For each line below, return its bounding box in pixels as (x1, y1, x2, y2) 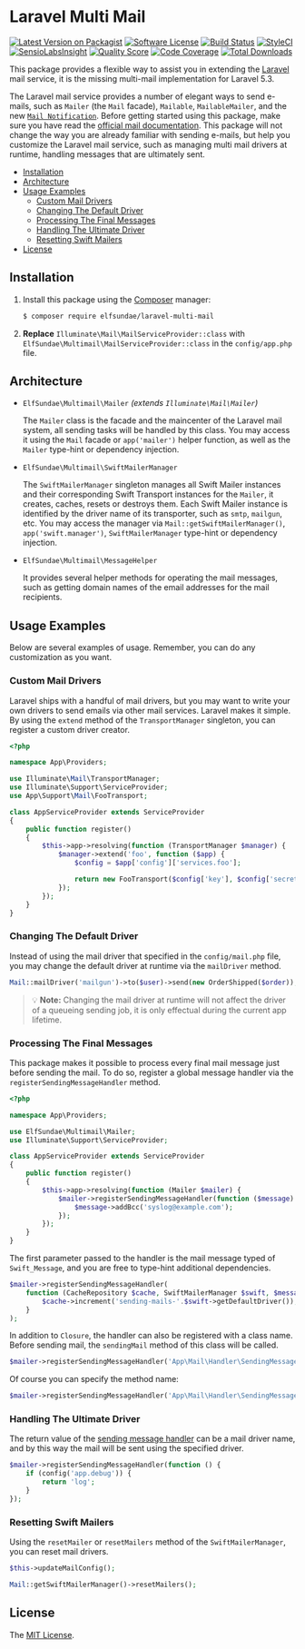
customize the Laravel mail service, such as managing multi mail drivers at (9, 139, 288, 150)
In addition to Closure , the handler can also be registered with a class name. (9, 1330, 293, 1341)
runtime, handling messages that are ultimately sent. (9, 148, 206, 160)
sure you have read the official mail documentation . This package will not (9, 120, 283, 131)
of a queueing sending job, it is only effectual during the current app (31, 1004, 288, 1015)
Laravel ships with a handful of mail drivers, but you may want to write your (9, 695, 290, 706)
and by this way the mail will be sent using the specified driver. (9, 1443, 244, 1454)
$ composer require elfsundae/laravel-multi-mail (22, 311, 215, 321)
